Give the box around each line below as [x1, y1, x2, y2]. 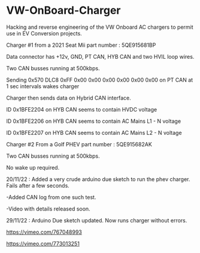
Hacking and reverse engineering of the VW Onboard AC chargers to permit [6, 23, 193, 31]
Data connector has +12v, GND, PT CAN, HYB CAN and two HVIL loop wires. [6, 53, 195, 60]
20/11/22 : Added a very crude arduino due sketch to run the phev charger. [6, 175, 190, 183]
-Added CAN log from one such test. [6, 193, 96, 201]
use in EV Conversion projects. [6, 29, 82, 37]
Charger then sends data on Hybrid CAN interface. [6, 94, 131, 101]
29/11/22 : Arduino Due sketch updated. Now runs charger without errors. [6, 216, 187, 224]
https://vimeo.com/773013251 [6, 240, 80, 247]
